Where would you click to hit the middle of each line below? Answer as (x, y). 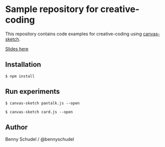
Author (16, 127)
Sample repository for (52, 9)
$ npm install (20, 76)
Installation (23, 64)
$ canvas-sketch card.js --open (39, 112)
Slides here (17, 49)
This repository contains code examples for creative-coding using (74, 34)
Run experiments (33, 92)
